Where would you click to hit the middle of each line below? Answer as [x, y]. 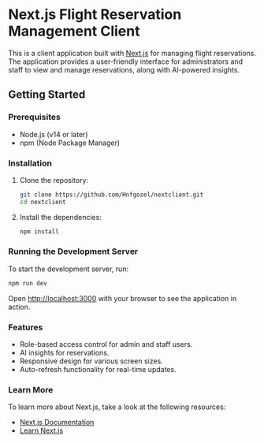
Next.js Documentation [57, 423]
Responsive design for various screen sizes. [91, 361]
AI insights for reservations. [64, 353]
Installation [30, 163]
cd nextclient [43, 202]
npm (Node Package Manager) [70, 143]
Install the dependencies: [61, 217]
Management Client [74, 31]
